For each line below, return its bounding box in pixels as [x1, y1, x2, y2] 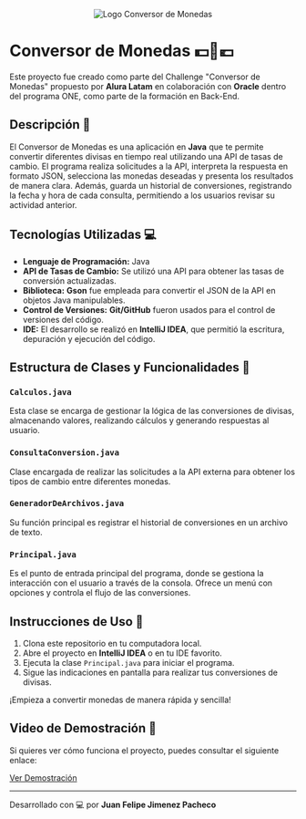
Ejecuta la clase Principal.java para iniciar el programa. [22, 657, 235, 668]
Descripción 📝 [9, 117, 91, 132]
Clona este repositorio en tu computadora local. [22, 638, 202, 648]
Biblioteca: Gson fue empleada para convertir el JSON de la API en [22, 285, 276, 295]
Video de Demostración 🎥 [9, 721, 158, 736]
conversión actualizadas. [22, 275, 117, 286]
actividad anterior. [9, 199, 77, 210]
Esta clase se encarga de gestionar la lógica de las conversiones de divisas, [9, 406, 294, 417]
